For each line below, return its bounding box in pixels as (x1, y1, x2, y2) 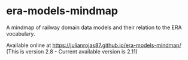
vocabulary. (6, 30, 35, 37)
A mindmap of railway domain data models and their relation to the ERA (6, 24, 182, 31)
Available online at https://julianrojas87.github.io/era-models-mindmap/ (6, 42, 181, 49)
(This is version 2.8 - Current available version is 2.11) (6, 48, 138, 55)
